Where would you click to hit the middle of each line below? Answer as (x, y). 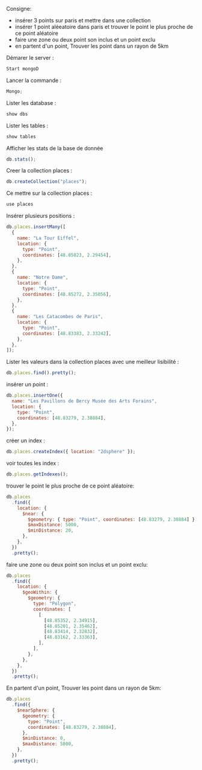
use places (20, 205)
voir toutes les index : (33, 463)
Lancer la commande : (34, 80)
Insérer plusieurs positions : (41, 216)
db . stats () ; (21, 159)
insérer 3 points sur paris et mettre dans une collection (83, 20)
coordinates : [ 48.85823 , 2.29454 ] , (67, 255)
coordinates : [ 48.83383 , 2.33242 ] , (67, 333)
